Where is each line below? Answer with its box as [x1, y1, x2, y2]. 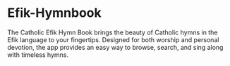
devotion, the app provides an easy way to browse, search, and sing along [7, 43, 224, 51]
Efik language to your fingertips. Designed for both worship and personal [7, 35, 219, 44]
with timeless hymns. [7, 51, 69, 59]
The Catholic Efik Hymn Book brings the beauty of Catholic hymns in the [7, 28, 218, 37]
